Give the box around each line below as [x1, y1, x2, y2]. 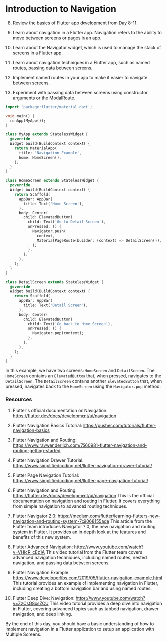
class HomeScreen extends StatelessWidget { [5, 178, 99, 183]
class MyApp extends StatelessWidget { [5, 132, 88, 137]
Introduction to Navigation [5, 3, 116, 15]
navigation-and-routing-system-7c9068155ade [12, 518, 110, 524]
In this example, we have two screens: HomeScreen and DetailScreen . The [5, 368, 155, 374]
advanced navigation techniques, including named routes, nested [12, 554, 147, 560]
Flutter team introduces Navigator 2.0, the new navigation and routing [12, 523, 156, 529]
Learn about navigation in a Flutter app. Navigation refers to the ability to [12, 29, 162, 35]
